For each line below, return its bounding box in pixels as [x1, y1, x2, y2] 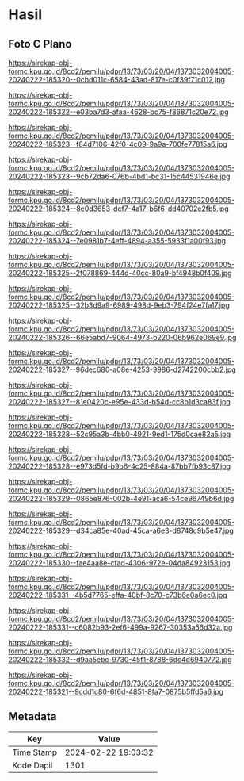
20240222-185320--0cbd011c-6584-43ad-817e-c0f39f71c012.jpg [8, 75, 226, 84]
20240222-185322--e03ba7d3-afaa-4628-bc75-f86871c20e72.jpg [8, 107, 229, 117]
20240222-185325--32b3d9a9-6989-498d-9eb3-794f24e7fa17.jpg [8, 301, 230, 310]
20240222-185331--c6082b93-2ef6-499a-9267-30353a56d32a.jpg [8, 622, 233, 632]
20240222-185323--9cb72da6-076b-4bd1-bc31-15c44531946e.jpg [8, 172, 231, 181]
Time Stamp [12, 747, 58, 758]
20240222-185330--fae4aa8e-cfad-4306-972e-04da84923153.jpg [8, 558, 231, 568]
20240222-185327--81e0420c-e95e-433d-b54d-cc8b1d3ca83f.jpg [8, 397, 231, 406]
